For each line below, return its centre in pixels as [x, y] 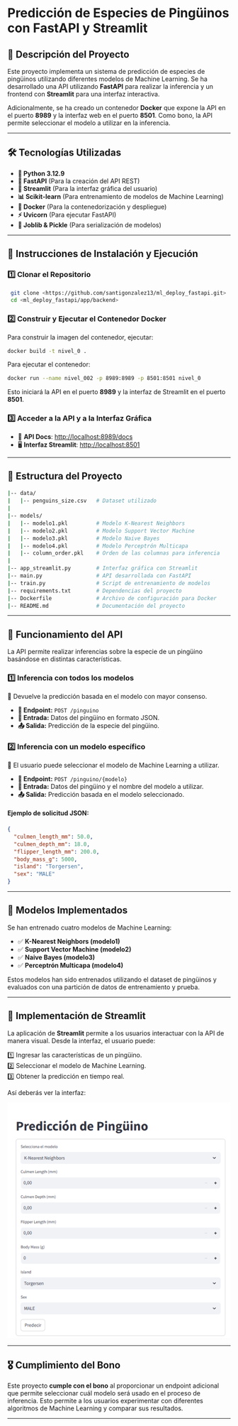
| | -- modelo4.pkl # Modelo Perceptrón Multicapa [98, 546]
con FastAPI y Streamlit [78, 28]
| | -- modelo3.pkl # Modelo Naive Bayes [84, 538]
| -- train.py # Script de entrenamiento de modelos [109, 583]
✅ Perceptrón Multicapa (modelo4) [70, 965]
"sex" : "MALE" [34, 874]
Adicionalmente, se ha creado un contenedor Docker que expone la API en [117, 108]
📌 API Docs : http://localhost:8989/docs [75, 436]
